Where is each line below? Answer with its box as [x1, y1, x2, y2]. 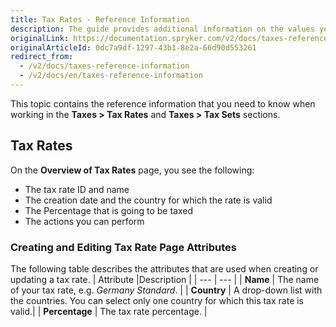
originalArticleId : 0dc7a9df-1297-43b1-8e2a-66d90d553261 [10, 42, 257, 53]
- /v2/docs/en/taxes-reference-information [19, 71, 203, 81]
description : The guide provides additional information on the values [10, 24, 315, 34]
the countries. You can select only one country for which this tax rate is [10, 294, 305, 306]
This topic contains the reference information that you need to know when [10, 97, 316, 110]
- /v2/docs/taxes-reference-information [19, 61, 190, 71]
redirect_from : [10, 52, 74, 62]
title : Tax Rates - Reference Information [10, 14, 190, 25]
